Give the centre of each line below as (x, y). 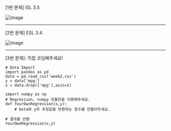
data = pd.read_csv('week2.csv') (41, 76)
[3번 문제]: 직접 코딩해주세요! (34, 58)
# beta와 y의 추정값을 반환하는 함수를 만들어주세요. (62, 109)
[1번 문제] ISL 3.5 (22, 7)
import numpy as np (26, 94)
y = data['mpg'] (22, 81)
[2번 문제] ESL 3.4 (24, 33)
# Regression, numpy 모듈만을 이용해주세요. (48, 100)
